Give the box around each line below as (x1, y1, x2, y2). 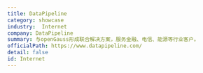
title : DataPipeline (7, 10, 68, 17)
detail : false (7, 49, 49, 56)
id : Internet (7, 56, 45, 63)
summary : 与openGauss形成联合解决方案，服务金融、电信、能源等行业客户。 (7, 36, 199, 43)
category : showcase (7, 17, 64, 24)
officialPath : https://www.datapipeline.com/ (7, 42, 142, 49)
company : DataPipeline (7, 29, 73, 37)
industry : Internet (7, 23, 68, 30)
